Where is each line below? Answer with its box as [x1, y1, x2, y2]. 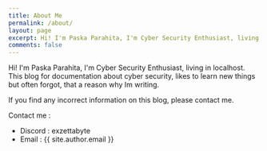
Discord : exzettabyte [19, 126, 90, 136]
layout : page [8, 26, 52, 34]
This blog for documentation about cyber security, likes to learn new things [8, 72, 256, 81]
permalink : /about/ [8, 19, 74, 27]
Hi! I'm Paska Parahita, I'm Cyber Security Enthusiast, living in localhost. [8, 63, 245, 72]
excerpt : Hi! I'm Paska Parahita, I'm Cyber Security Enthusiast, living [8, 33, 260, 42]
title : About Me [8, 11, 62, 20]
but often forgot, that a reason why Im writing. [8, 80, 160, 90]
